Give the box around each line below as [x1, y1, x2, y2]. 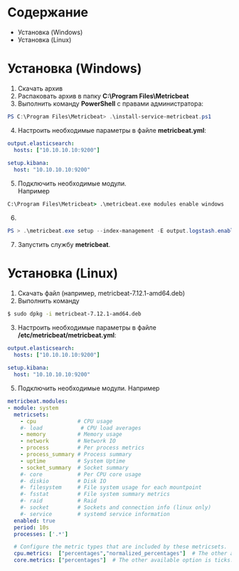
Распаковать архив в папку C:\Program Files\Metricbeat [17, 91, 189, 100]
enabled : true [14, 517, 55, 525]
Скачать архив [17, 84, 63, 93]
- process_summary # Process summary [20, 451, 132, 458]
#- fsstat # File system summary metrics [20, 490, 171, 498]
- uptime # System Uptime [20, 458, 126, 465]
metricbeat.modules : [7, 398, 69, 405]
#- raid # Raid [20, 497, 97, 505]
